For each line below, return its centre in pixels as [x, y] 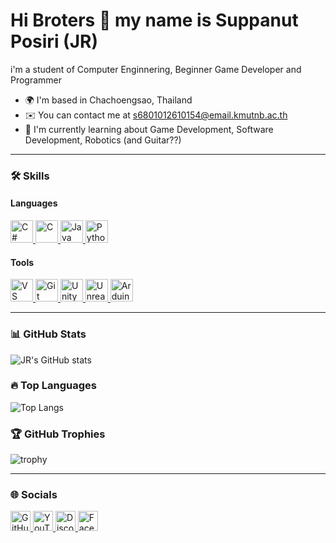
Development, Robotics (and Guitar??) [103, 140]
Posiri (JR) [54, 41]
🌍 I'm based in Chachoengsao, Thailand [108, 100]
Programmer [36, 80]
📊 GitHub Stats [48, 334]
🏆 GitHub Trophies [58, 434]
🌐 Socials [34, 495]
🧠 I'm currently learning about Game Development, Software [149, 129]
